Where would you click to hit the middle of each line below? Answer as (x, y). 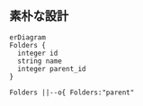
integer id (38, 53)
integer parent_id (52, 69)
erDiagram (28, 37)
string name (40, 61)
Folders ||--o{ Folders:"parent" (72, 93)
